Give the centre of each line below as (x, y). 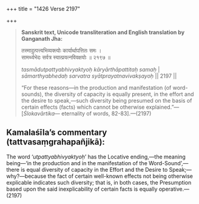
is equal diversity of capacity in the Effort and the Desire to (94, 169)
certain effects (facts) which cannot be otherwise (83, 107)
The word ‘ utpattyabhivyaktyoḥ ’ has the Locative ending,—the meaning (96, 157)
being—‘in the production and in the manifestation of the (77, 163)
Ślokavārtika (39, 114)
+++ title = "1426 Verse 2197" (43, 9)
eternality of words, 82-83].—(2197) (106, 114)
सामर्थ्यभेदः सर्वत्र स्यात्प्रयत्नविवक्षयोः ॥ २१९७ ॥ (66, 57)
